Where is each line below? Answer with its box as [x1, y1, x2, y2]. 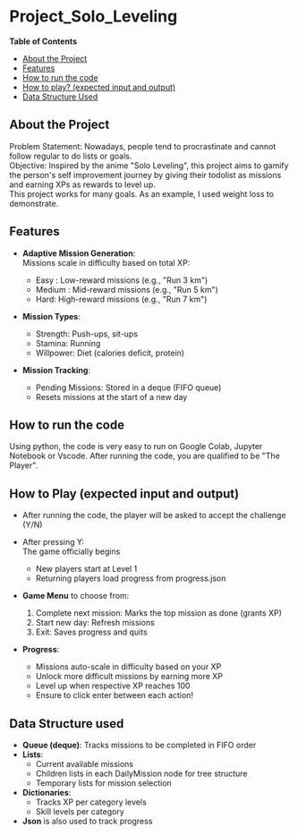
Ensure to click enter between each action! [35, 690, 194, 701]
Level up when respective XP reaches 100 [35, 680, 191, 691]
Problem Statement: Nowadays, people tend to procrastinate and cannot [9, 141, 277, 151]
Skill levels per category [35, 806, 125, 816]
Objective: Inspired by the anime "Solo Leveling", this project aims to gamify [9, 159, 289, 171]
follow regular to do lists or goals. [9, 150, 132, 161]
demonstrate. [9, 198, 59, 209]
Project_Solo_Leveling [9, 6, 178, 27]
